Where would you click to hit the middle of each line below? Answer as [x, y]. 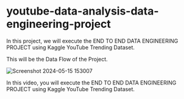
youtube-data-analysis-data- [83, 11]
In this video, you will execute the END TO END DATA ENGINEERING [91, 83]
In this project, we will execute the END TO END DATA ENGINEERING [92, 41]
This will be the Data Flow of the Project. [57, 59]
